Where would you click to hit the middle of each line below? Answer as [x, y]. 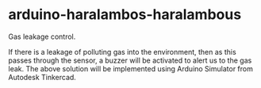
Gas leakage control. [42, 36]
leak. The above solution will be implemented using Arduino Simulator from [131, 68]
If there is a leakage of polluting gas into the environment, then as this [122, 52]
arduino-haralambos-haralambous [125, 15]
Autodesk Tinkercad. [42, 77]
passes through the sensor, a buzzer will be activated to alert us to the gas [130, 60]
